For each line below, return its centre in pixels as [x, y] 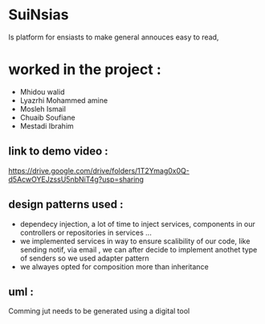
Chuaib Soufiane [47, 117]
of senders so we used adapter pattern [85, 258]
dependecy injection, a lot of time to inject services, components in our [137, 224]
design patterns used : [66, 205]
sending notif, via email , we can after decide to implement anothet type [139, 249]
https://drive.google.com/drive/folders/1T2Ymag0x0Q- [99, 170]
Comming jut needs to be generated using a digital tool [99, 311]
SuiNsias [39, 15]
